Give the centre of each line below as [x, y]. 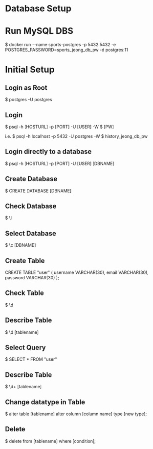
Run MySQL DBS [39, 31]
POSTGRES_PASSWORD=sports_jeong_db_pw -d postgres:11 [66, 50]
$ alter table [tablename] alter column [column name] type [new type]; [76, 414]
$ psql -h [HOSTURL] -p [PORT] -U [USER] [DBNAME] [60, 163]
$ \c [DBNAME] [21, 245]
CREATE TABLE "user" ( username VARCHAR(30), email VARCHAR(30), [77, 272]
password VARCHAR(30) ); [32, 277]
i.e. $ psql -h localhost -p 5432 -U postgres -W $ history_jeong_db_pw [76, 136]
